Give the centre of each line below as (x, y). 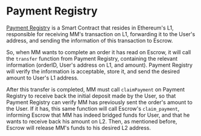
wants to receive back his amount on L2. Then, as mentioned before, (92, 121)
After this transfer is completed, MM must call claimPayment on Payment (96, 89)
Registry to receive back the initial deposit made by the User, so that (91, 96)
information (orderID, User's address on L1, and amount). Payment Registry (100, 65)
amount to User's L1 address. (43, 78)
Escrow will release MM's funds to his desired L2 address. (79, 128)
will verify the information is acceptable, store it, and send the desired (93, 71)
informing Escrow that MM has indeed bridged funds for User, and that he (98, 115)
